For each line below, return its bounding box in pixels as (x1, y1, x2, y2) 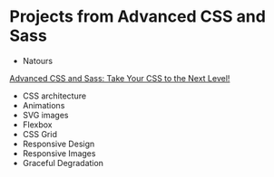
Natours (22, 55, 53, 66)
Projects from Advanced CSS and (9, 6, 266, 27)
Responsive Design (22, 138, 95, 149)
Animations (22, 99, 65, 110)
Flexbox (22, 119, 53, 130)
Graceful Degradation (22, 157, 104, 168)
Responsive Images (22, 147, 96, 159)
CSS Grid (22, 128, 57, 139)
